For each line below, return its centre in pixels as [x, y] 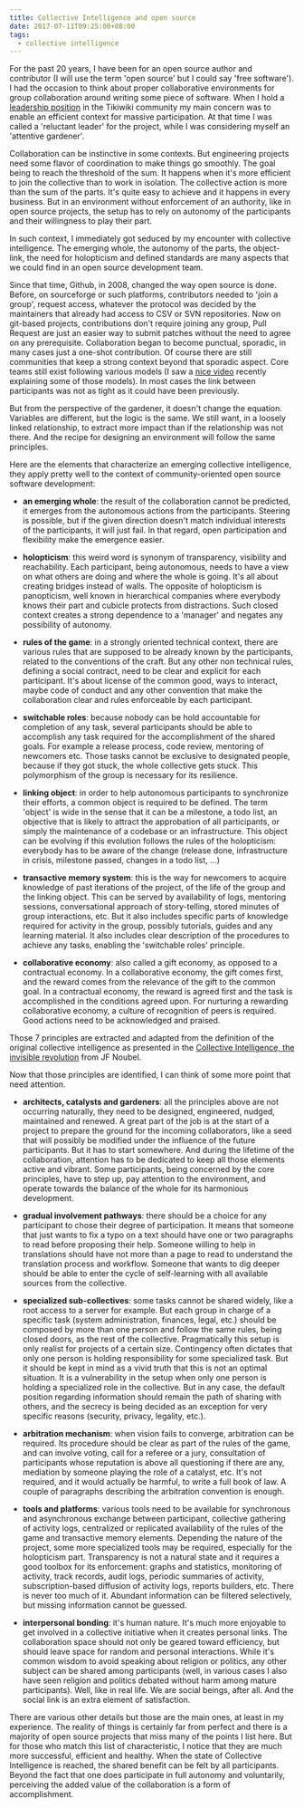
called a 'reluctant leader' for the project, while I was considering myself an [150, 127]
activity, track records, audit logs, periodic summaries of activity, [143, 1576]
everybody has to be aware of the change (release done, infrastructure [155, 851]
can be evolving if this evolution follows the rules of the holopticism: [149, 841]
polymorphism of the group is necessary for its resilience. [130, 775]
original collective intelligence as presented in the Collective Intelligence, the [152, 1048]
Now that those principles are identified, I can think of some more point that [150, 1075]
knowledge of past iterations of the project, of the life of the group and [154, 888]
